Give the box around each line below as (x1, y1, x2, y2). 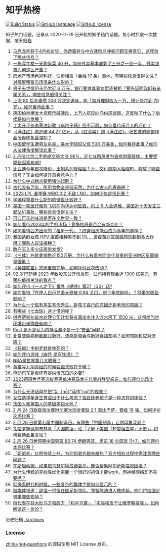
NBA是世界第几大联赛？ (12, 357, 61, 363)
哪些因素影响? (12, 159, 41, 165)
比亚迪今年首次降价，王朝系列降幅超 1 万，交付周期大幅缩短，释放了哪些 (12, 165, 160, 171)
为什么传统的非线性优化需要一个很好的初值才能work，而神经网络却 (12, 469, 149, 475)
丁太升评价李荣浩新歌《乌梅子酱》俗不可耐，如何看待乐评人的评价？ (12, 122, 152, 128)
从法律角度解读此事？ (12, 147, 56, 153)
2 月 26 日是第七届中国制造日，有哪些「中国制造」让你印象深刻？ (12, 419, 146, 425)
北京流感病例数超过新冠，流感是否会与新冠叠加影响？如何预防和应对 (12, 333, 152, 339)
